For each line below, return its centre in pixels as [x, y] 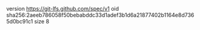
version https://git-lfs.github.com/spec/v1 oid [63, 9]
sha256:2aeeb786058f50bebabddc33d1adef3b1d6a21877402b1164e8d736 [100, 15]
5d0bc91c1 [20, 21]
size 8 [42, 21]
